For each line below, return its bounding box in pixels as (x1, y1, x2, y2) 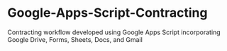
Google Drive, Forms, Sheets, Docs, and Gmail (7, 35, 143, 43)
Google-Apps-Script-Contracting (7, 5, 208, 21)
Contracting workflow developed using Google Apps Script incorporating (7, 28, 221, 36)
